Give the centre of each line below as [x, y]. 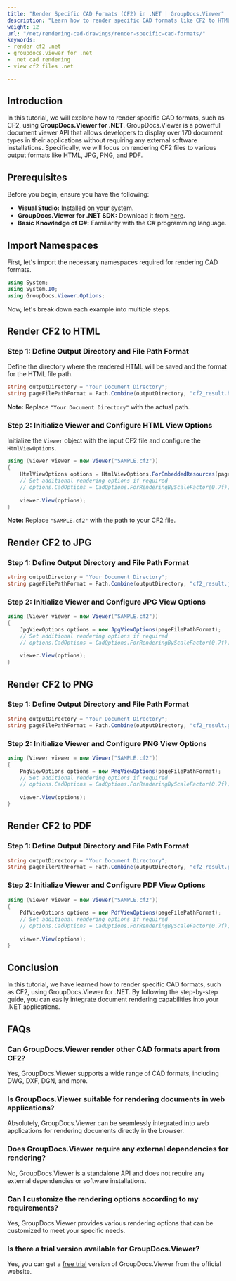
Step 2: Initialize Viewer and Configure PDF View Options [106, 885]
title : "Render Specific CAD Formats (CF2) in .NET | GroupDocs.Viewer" [116, 14]
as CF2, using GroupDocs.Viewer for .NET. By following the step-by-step [113, 992]
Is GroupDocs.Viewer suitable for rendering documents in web [116, 1099]
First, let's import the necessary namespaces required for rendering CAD [113, 262]
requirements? [33, 1208]
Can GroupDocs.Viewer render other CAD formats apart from [114, 1049]
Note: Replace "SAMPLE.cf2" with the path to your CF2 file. [92, 520]
